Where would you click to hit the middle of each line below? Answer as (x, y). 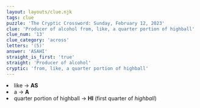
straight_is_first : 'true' (41, 57)
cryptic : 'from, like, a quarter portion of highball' (77, 68)
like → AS (26, 86)
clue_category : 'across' (38, 40)
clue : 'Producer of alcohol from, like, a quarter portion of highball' (101, 29)
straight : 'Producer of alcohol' (49, 62)
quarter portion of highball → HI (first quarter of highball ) (86, 98)
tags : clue (20, 18)
